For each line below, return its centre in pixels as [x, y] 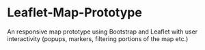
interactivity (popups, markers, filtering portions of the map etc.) [98, 38]
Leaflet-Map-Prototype [74, 13]
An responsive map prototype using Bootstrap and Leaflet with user [102, 32]
